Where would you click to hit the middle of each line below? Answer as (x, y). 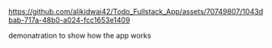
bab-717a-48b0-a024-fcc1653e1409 (70, 20)
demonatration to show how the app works (80, 36)
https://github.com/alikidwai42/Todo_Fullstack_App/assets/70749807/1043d (136, 12)
